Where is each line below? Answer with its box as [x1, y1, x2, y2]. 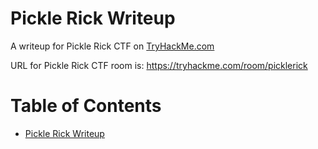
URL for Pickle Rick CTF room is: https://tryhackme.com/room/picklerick [10, 59, 308, 71]
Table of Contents [10, 95, 162, 117]
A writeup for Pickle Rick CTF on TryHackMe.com [10, 40, 215, 52]
